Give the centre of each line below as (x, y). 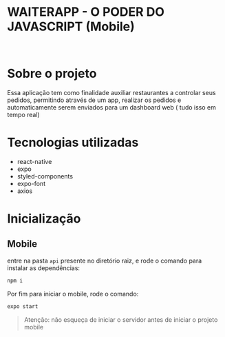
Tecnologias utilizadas (73, 143)
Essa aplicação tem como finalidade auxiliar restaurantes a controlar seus (111, 92)
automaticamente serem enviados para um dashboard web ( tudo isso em (112, 107)
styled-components (45, 176)
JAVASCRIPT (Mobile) (71, 27)
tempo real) (23, 114)
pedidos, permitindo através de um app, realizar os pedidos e (94, 100)
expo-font (31, 183)
